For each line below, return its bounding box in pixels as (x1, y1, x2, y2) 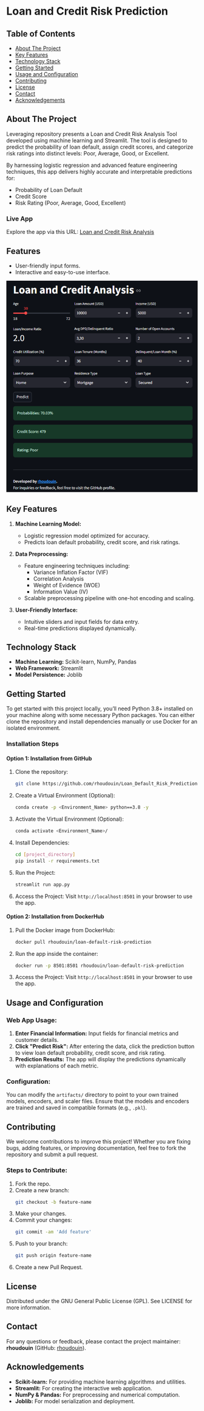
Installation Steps (6, 740, 59, 748)
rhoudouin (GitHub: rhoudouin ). (6, 1344, 86, 1351)
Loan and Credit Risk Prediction (6, 4, 169, 18)
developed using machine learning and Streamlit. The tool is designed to (6, 136, 188, 144)
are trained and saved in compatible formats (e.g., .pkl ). (6, 1104, 147, 1111)
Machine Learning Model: (15, 520, 82, 528)
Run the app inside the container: (15, 950, 98, 957)
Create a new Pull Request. (15, 1264, 83, 1271)
